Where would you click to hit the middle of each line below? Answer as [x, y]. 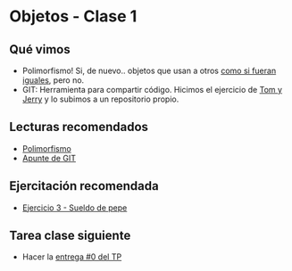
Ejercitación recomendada [84, 186]
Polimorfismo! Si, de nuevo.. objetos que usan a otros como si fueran [149, 70]
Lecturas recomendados [79, 127]
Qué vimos [40, 49]
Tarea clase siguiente [70, 236]
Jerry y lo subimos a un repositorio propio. [100, 99]
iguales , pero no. [53, 80]
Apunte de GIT [49, 158]
